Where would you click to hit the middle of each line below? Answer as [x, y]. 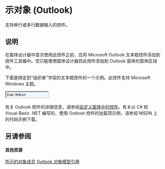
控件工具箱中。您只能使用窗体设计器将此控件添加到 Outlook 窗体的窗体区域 [81, 61]
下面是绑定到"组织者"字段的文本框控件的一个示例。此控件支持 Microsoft [78, 78]
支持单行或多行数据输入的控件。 [37, 25]
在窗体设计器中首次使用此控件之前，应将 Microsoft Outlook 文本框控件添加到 [83, 54]
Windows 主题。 [22, 84]
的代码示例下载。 [22, 119]
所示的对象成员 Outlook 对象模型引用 [42, 162]
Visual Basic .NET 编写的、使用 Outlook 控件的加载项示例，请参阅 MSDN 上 [82, 113]
